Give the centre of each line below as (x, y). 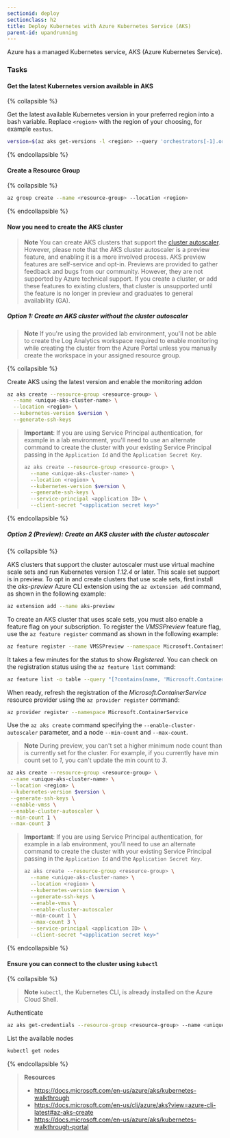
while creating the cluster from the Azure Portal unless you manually (120, 348)
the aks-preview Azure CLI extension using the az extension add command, (114, 586)
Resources (40, 1077)
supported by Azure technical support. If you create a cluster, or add (120, 279)
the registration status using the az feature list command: (91, 667)
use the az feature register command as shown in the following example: (113, 633)
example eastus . (30, 129)
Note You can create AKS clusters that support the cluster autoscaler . (122, 242)
